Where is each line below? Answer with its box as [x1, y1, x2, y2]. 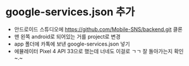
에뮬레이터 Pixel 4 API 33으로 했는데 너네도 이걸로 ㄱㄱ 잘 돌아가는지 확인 [14, 47, 184, 54]
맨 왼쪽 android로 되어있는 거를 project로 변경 [14, 33, 121, 40]
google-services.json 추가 [5, 5, 135, 19]
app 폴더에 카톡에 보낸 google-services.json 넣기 [14, 40, 131, 47]
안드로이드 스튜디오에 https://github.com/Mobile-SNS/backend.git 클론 [14, 26, 183, 33]
